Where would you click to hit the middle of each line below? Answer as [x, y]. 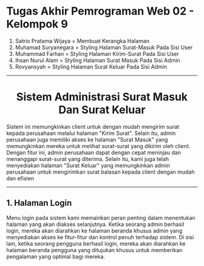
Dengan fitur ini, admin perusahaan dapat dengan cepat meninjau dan [93, 152]
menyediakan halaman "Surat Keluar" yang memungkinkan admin [88, 165]
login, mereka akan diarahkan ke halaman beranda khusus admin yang [94, 230]
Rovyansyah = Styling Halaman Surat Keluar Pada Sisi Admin [91, 66]
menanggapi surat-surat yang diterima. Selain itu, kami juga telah [88, 159]
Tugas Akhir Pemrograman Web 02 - [100, 11]
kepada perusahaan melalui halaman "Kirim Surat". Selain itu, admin [91, 133]
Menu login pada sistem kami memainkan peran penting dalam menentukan [101, 217]
